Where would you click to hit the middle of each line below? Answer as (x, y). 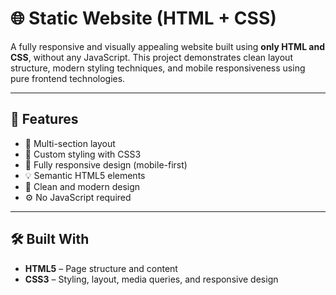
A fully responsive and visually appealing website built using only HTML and (168, 46)
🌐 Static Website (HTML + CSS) (143, 18)
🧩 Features (44, 119)
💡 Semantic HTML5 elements (85, 175)
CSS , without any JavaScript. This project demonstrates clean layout (151, 57)
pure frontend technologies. (68, 78)
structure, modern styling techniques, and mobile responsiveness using (158, 68)
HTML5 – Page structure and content (101, 268)
